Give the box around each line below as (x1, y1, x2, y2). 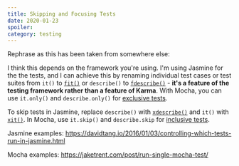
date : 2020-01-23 (7, 17, 59, 24)
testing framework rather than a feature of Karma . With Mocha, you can (7, 86, 222, 95)
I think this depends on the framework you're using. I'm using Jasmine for (7, 63, 224, 72)
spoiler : (7, 24, 33, 31)
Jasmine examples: (7, 129, 64, 138)
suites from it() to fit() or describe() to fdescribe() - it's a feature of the (7, 79, 230, 88)
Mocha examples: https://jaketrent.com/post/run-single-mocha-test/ (7, 150, 208, 159)
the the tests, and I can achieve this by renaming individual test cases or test (7, 71, 232, 80)
